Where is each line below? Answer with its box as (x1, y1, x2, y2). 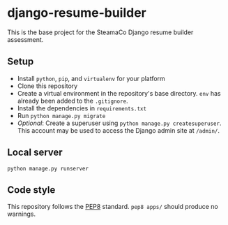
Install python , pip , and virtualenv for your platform (17, 74, 165, 82)
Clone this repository (17, 82, 78, 90)
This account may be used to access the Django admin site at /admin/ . (17, 126, 220, 134)
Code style (7, 184, 56, 196)
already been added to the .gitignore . (17, 96, 128, 105)
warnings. (7, 210, 36, 218)
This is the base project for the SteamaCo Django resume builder (7, 28, 194, 36)
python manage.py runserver (7, 165, 89, 172)
